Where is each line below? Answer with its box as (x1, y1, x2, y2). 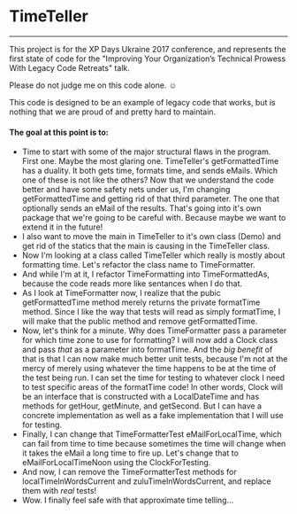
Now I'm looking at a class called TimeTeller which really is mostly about (21, 250, 286, 261)
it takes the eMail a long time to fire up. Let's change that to (21, 448, 239, 458)
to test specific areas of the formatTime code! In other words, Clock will (21, 382, 284, 393)
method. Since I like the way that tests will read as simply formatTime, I (21, 307, 281, 317)
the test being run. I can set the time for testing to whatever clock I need (21, 372, 286, 383)
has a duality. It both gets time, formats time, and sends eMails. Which (21, 166, 278, 176)
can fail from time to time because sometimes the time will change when (21, 439, 286, 449)
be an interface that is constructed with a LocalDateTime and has (21, 392, 260, 402)
